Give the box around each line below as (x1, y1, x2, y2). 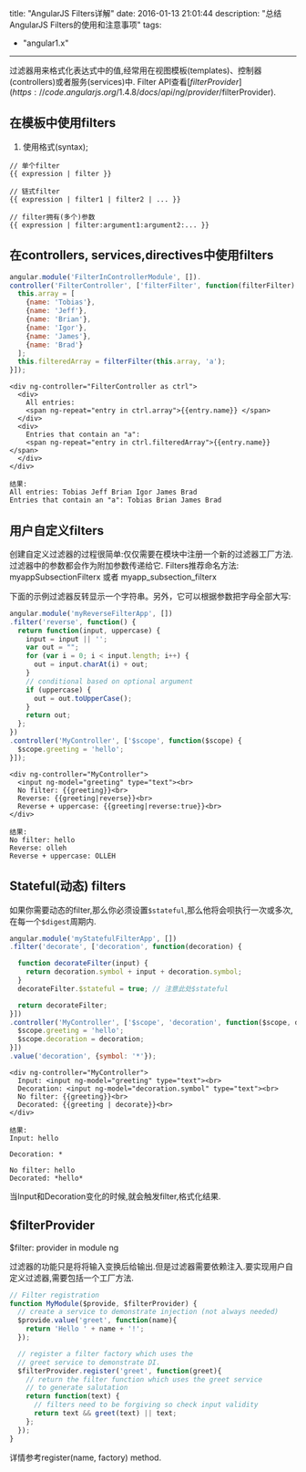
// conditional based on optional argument (25, 676, 194, 686)
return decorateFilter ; (17, 1000, 107, 1010)
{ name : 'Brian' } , (25, 315, 92, 324)
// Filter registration (9, 1290, 100, 1300)
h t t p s (12, 87, 32, 98)
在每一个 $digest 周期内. (9, 915, 97, 926)
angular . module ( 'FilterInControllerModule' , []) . (9, 272, 202, 281)
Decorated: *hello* (9, 1174, 84, 1183)
